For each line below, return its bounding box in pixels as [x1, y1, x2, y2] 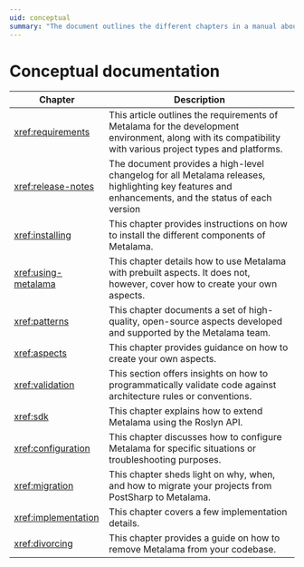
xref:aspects [14, 347, 68, 359]
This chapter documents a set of [108, 304, 247, 317]
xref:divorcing [14, 537, 74, 550]
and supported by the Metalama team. [108, 327, 271, 339]
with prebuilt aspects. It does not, [108, 267, 251, 279]
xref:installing [14, 229, 71, 241]
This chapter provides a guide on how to [108, 532, 280, 544]
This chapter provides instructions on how [108, 218, 288, 230]
